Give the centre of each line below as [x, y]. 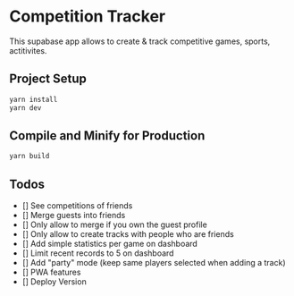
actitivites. [28, 50]
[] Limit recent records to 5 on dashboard [98, 253]
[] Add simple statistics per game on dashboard [110, 244]
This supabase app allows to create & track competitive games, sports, [140, 41]
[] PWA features [51, 272]
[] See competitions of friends [77, 206]
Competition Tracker [88, 17]
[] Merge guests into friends [74, 215]
